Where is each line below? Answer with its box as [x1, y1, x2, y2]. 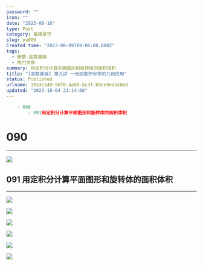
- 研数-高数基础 [11, 54, 47, 60]
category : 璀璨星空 [6, 31, 52, 37]
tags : [6, 48, 20, 54]
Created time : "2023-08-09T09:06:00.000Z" [6, 43, 115, 49]
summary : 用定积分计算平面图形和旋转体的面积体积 [6, 65, 117, 71]
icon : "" [6, 15, 28, 21]
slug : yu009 [6, 37, 36, 43]
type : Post [6, 25, 34, 32]
